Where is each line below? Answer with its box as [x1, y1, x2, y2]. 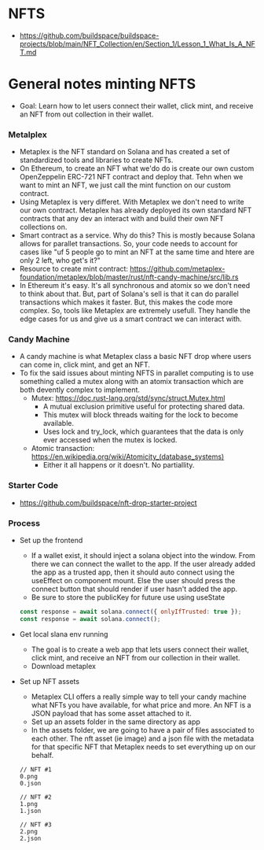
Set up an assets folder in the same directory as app [31, 717, 200, 726]
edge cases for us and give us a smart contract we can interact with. [19, 314, 242, 323]
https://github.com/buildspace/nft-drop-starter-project [19, 497, 198, 508]
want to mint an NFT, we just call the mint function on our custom [19, 180, 232, 190]
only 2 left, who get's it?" [19, 256, 101, 265]
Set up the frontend [19, 536, 83, 545]
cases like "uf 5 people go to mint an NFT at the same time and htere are [19, 247, 255, 257]
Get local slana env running [19, 629, 108, 638]
